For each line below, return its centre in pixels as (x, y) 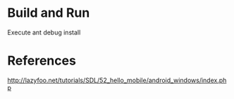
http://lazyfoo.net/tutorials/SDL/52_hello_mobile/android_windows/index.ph (117, 80)
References (42, 61)
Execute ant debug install (44, 32)
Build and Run (49, 13)
